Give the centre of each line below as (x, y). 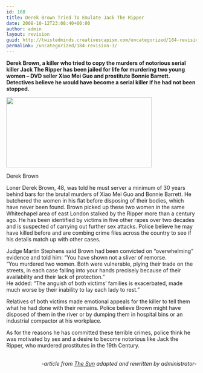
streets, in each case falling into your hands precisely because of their (94, 270)
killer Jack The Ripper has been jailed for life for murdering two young (96, 69)
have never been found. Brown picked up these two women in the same (96, 207)
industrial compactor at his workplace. (54, 321)
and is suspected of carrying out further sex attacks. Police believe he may (100, 226)
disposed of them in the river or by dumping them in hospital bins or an (95, 314)
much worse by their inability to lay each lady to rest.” (73, 289)
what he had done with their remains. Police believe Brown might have (94, 307)
